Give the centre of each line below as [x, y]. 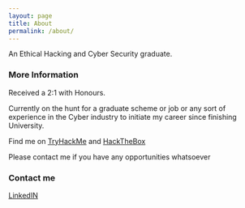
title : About [30, 23]
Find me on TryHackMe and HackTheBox [77, 141]
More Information [43, 75]
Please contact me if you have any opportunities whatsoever [110, 157]
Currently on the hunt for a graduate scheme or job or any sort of [117, 108]
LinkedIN [23, 195]
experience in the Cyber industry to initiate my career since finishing [122, 117]
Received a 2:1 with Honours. [57, 92]
